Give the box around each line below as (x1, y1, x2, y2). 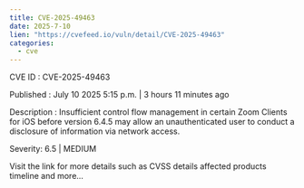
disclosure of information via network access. (9, 126, 181, 136)
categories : (9, 38, 54, 48)
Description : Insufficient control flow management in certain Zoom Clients (9, 107, 288, 117)
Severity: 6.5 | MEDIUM (9, 144, 97, 155)
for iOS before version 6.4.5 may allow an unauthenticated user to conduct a (9, 117, 295, 127)
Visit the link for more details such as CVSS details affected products (9, 161, 267, 172)
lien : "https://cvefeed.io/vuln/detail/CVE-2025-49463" (9, 30, 225, 39)
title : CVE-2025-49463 (9, 13, 95, 23)
